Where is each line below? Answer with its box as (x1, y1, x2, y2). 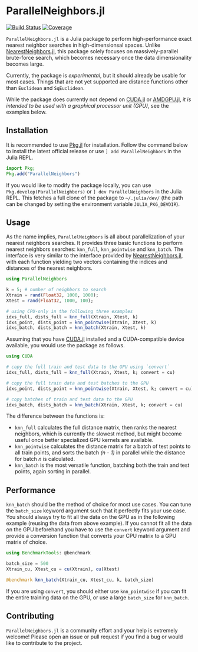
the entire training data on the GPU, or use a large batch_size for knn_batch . (6, 593, 190, 601)
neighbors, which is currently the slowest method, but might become (14, 430, 182, 437)
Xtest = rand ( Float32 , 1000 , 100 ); (6, 298, 94, 304)
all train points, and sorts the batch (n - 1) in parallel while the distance (14, 449, 186, 456)
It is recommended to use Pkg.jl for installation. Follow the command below (6, 141, 189, 149)
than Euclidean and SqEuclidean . (6, 84, 85, 91)
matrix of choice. (6, 538, 47, 546)
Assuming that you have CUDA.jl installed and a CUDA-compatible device (6, 335, 184, 343)
